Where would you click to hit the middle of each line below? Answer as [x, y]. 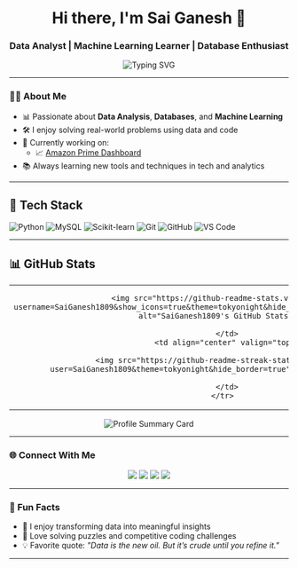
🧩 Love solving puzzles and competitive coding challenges [129, 536]
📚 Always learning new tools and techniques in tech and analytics [143, 166]
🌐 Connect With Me [52, 455]
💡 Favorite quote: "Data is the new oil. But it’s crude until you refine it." [150, 545]
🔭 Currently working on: [65, 142]
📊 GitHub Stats [52, 264]
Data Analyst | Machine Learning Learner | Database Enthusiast [149, 46]
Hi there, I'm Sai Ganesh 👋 [149, 18]
